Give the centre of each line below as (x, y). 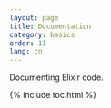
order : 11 (28, 43)
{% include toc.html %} (53, 95)
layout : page (34, 18)
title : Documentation (50, 26)
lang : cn (26, 52)
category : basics (42, 34)
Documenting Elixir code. (56, 77)
